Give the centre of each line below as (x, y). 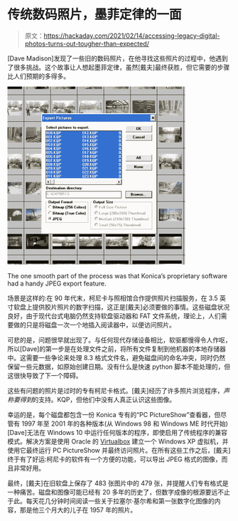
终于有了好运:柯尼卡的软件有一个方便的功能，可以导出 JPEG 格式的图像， (114, 459)
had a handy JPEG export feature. (57, 283)
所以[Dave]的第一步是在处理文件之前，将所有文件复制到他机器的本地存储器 (117, 349)
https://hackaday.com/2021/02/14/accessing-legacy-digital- (132, 36)
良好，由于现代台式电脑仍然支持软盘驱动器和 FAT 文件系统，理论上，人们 (114, 316)
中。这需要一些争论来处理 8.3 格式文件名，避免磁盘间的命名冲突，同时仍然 (117, 357)
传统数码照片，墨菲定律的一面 (95, 15)
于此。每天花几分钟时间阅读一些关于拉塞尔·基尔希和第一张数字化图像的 (111, 501)
